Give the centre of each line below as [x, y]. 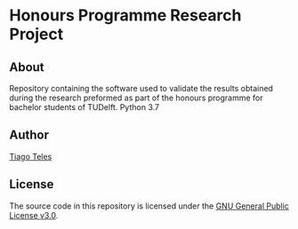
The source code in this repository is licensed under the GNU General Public [149, 206]
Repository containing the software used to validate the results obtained [141, 88]
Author [29, 135]
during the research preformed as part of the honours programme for [137, 98]
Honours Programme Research [125, 16]
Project [36, 34]
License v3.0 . [34, 215]
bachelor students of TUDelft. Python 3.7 [85, 107]
